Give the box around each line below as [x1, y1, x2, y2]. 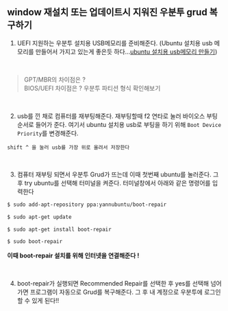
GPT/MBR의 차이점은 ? [23, 75, 86, 84]
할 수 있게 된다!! [16, 297, 60, 305]
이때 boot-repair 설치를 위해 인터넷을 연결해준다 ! [7, 251, 140, 260]
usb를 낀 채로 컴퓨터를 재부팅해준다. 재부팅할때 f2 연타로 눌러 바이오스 [16, 112, 205, 120]
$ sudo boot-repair [7, 238, 63, 245]
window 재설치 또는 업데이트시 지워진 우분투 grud [7, 6, 207, 19]
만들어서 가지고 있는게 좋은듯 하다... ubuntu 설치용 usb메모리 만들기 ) [35, 47, 218, 56]
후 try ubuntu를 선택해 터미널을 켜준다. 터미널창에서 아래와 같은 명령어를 [16, 178, 211, 187]
